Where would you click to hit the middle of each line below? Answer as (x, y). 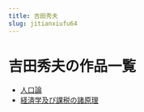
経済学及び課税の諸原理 (59, 100)
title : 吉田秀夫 (33, 16)
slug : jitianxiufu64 (43, 24)
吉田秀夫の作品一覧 (72, 66)
